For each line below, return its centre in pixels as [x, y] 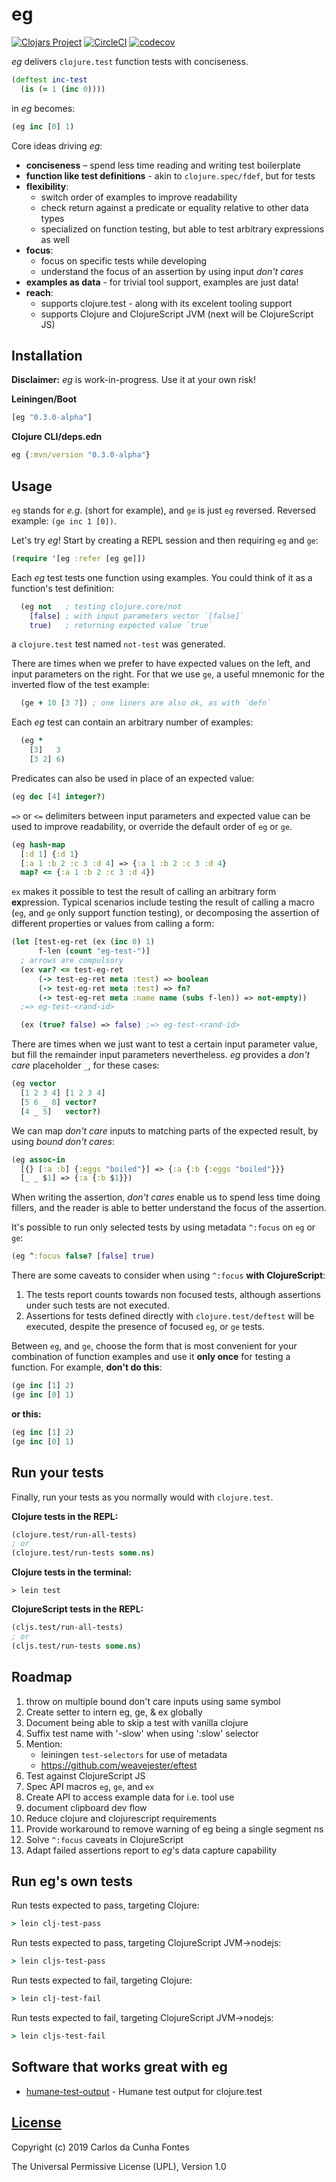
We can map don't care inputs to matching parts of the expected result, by [165, 1130]
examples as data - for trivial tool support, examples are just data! [162, 282]
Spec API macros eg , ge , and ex [90, 1786]
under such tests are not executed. [97, 1305]
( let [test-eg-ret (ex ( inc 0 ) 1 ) [83, 942]
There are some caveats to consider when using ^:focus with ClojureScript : [168, 1275]
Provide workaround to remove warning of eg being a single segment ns [174, 1829]
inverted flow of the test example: [80, 685]
